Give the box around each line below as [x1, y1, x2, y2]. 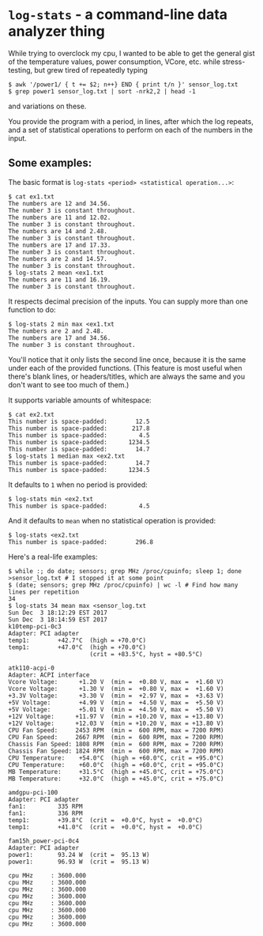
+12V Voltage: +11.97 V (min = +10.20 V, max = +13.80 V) [8, 712, 224, 720]
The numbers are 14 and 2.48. [8, 227, 108, 235]
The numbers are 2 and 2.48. [8, 326, 104, 335]
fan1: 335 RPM [8, 802, 83, 810]
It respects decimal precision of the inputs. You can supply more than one [8, 296, 249, 306]
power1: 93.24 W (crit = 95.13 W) [8, 851, 150, 859]
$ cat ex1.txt [8, 192, 55, 201]
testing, [8, 65, 33, 74]
